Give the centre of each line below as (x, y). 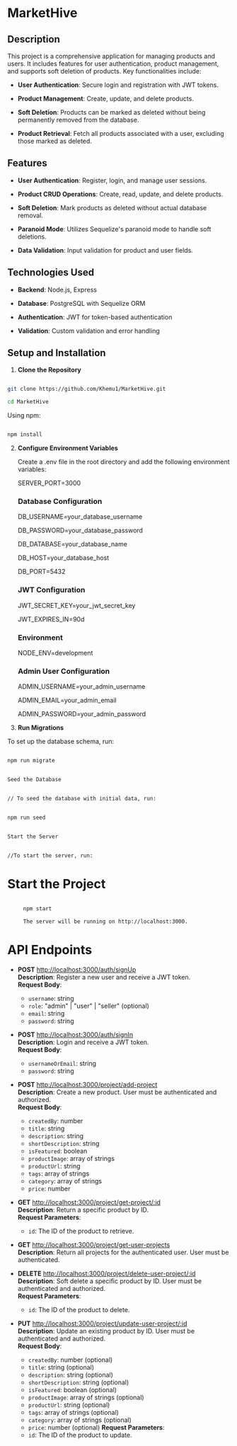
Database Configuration (60, 501)
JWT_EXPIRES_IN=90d (51, 619)
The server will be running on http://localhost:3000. (106, 922)
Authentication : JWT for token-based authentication (95, 317)
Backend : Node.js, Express (57, 289)
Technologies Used (51, 273)
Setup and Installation (57, 353)
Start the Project (57, 884)
